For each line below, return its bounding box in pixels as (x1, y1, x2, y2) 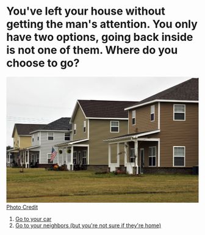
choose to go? (6, 56, 80, 70)
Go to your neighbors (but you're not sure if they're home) (15, 222, 162, 230)
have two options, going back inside (6, 31, 193, 44)
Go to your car (15, 215, 52, 223)
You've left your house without (6, 4, 166, 18)
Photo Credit (6, 203, 38, 211)
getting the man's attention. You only (6, 17, 198, 31)
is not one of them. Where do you (6, 43, 178, 57)
